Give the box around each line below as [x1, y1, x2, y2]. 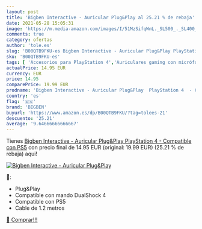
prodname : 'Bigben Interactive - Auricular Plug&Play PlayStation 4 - [6, 87, 192, 93]
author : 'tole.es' [6, 43, 52, 49]
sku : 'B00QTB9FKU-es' [6, 54, 61, 60]
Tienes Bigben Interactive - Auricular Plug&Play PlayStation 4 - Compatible [6, 137, 192, 145]
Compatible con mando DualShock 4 [14, 192, 106, 199]
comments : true [6, 31, 44, 37]
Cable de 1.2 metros [14, 204, 65, 212]
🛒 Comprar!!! [6, 216, 38, 224]
